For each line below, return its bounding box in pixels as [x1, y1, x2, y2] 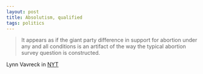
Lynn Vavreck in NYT [6, 61, 59, 68]
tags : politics [6, 20, 45, 26]
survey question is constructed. [21, 49, 101, 57]
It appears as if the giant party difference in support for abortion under [21, 37, 198, 44]
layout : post [6, 8, 39, 15]
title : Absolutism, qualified [6, 14, 83, 20]
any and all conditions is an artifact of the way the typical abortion [21, 43, 187, 50]
